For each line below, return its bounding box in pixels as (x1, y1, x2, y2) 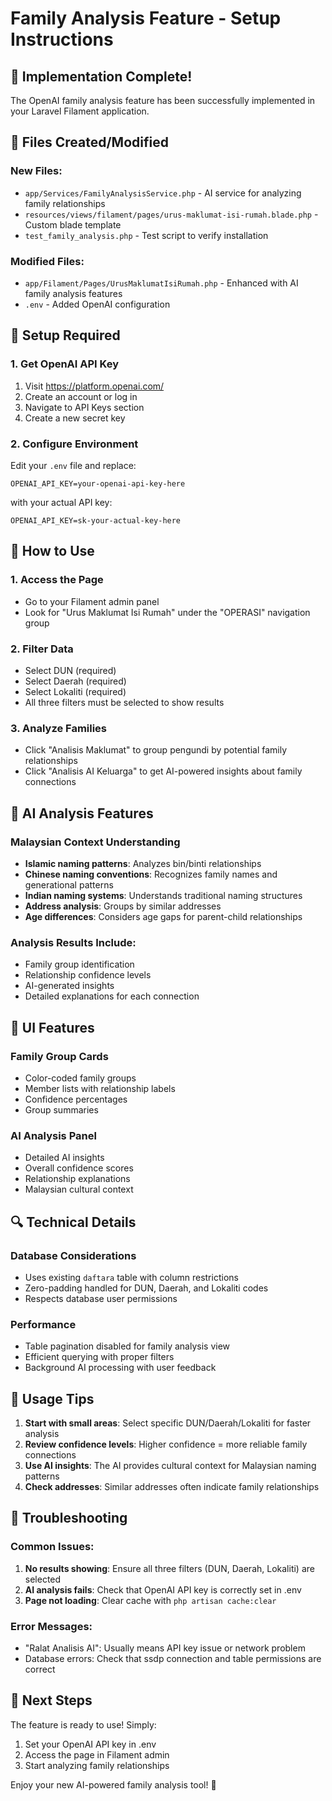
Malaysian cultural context (24, 1183, 134, 1196)
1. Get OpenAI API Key (10, 357, 120, 371)
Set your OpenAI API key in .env (24, 1738, 157, 1750)
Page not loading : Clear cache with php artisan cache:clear (24, 1594, 277, 1606)
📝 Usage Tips (10, 1390, 95, 1407)
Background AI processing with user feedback (24, 1362, 217, 1374)
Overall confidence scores (24, 1162, 134, 1174)
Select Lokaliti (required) (24, 685, 127, 697)
